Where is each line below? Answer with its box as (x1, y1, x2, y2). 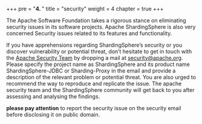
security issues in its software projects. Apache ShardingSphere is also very (6, 24, 196, 30)
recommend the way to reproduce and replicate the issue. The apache (6, 80, 182, 87)
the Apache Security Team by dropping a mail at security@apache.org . (6, 54, 183, 61)
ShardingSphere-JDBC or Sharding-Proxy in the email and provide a (6, 67, 176, 74)
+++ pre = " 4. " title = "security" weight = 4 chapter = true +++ (6, 5, 164, 12)
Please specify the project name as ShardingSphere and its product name (6, 60, 191, 68)
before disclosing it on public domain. (6, 111, 100, 118)
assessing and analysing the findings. (6, 93, 100, 100)
